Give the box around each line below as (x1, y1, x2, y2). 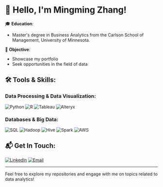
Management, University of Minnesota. (12, 37, 90, 43)
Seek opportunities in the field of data (12, 61, 88, 67)
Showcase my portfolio (12, 56, 58, 62)
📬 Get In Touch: (5, 142, 56, 150)
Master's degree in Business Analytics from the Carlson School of (12, 32, 144, 38)
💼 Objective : (5, 46, 31, 52)
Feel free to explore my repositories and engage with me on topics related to (5, 171, 158, 177)
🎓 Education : (5, 20, 34, 26)
